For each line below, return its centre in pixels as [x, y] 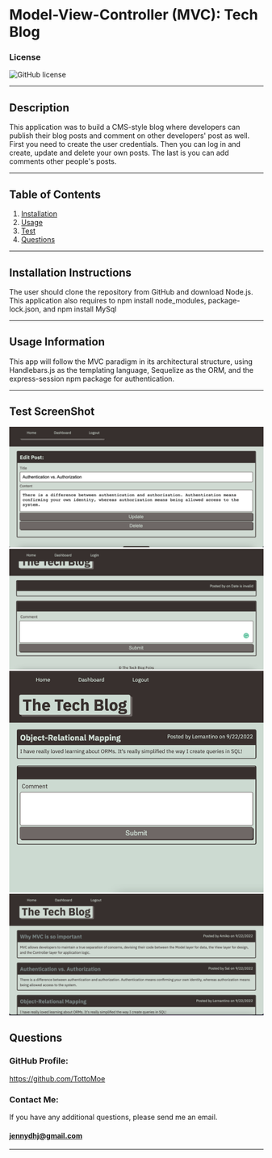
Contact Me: [34, 1099]
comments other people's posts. [63, 161]
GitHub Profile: [39, 1061]
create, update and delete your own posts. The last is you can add [119, 153]
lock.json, [25, 309]
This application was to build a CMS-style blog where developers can [125, 128]
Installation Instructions [71, 272]
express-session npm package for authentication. [92, 378]
